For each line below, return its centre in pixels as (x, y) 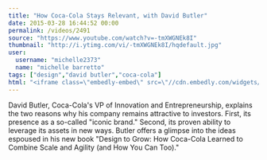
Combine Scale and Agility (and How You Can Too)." (94, 147)
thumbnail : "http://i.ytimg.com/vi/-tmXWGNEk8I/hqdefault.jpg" (115, 45)
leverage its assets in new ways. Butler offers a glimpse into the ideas (122, 130)
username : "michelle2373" (58, 60)
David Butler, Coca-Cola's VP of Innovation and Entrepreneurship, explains (130, 105)
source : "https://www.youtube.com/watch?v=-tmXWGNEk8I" (103, 38)
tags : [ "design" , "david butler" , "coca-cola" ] (85, 75)
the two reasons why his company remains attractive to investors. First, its (130, 113)
